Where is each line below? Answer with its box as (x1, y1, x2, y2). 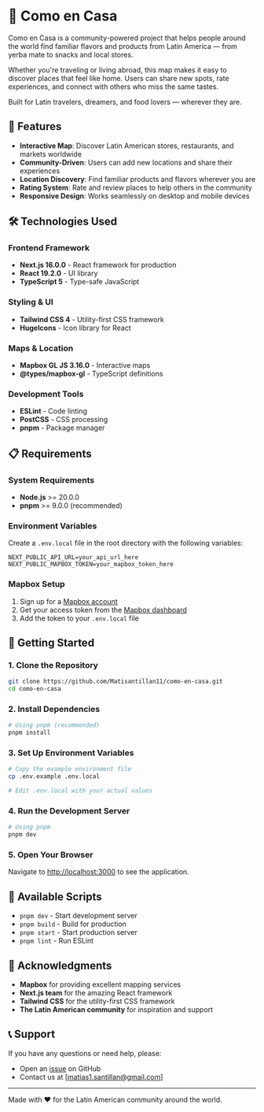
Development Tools (8, 388, 84, 399)
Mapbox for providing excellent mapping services (19, 980, 181, 989)
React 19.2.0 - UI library (19, 269, 98, 278)
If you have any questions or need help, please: (8, 1048, 162, 1058)
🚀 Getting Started (8, 636, 95, 649)
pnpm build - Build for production (19, 919, 127, 929)
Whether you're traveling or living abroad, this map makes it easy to (8, 65, 228, 74)
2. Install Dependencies (8, 703, 101, 714)
